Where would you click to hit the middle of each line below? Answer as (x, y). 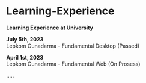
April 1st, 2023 (25, 57)
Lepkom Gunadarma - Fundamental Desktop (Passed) (73, 46)
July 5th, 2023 (25, 39)
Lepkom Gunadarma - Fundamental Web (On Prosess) (73, 64)
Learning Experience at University (50, 28)
